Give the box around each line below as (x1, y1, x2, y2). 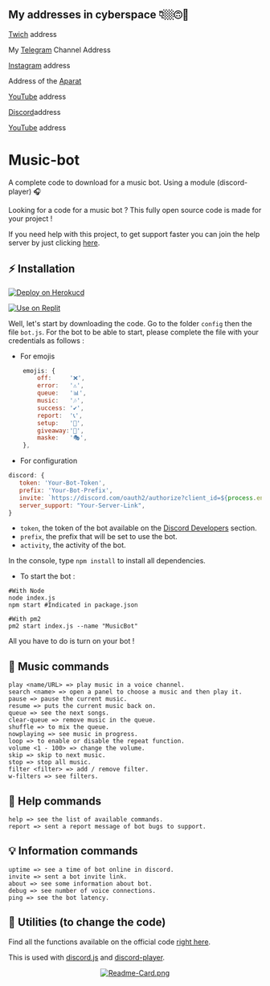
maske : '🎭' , (37, 434, 88, 442)
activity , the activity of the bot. (19, 540, 126, 550)
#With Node (8, 587, 45, 595)
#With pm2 (8, 616, 42, 624)
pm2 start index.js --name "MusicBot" (8, 622, 138, 631)
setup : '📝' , (37, 419, 84, 427)
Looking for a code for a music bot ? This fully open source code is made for (8, 205, 262, 215)
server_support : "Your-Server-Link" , (18, 501, 146, 509)
